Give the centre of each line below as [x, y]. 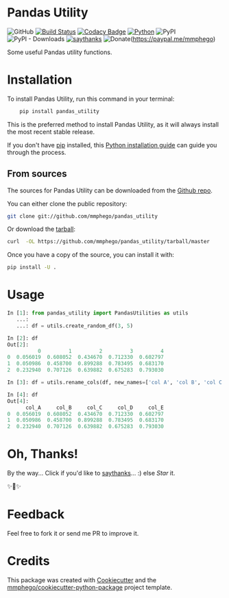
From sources [37, 174]
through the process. [37, 152]
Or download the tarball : [41, 229]
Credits [28, 561]
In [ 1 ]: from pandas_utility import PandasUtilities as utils [98, 313]
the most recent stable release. [51, 132]
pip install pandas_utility [59, 111]
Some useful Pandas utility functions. [60, 52]
